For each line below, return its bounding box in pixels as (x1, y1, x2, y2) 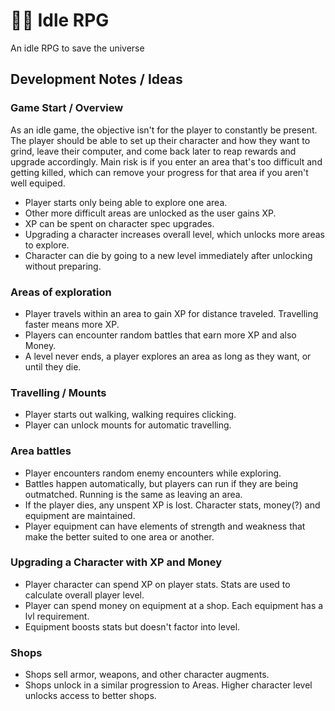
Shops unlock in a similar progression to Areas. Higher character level (24, 679, 313, 691)
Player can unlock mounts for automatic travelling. (24, 419, 232, 431)
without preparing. (24, 260, 102, 272)
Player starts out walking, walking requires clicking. (24, 409, 237, 421)
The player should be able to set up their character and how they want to (10, 134, 311, 146)
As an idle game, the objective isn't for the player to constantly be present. (10, 124, 318, 136)
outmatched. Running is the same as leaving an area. (24, 488, 243, 500)
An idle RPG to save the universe (10, 42, 145, 54)
